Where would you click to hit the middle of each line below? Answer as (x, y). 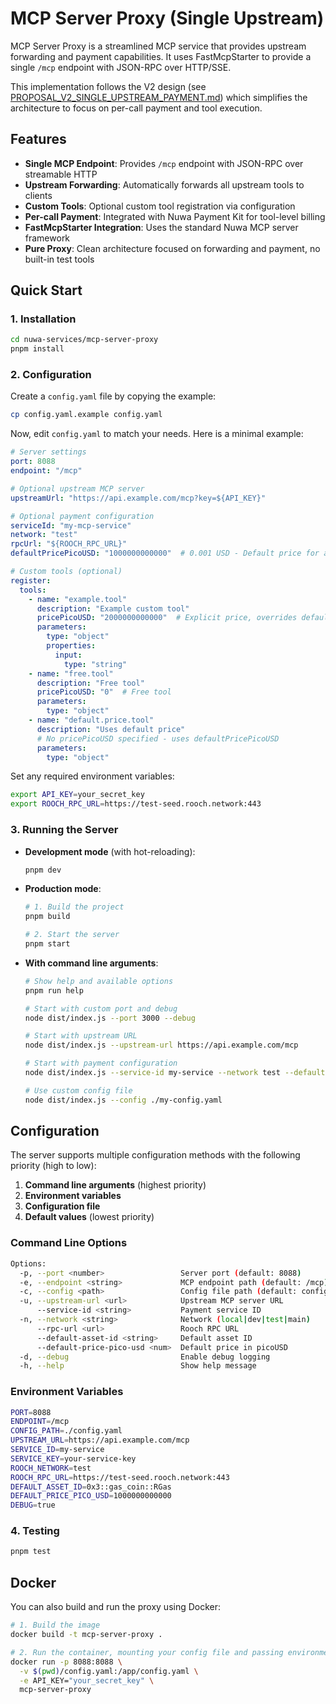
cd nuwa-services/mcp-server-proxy (84, 340)
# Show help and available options (99, 981)
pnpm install (37, 349)
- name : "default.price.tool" (91, 720)
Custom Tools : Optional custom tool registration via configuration (160, 206)
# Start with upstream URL (81, 1036)
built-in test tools (59, 259)
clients (38, 195)
